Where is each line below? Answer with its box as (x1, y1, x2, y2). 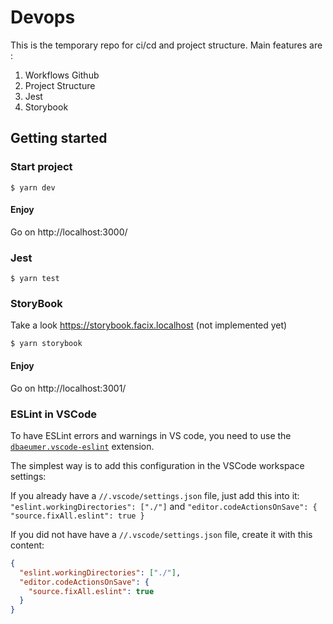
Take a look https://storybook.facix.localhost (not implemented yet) (10, 319, 288, 331)
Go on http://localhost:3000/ (10, 226, 128, 238)
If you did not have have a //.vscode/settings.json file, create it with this (10, 528, 313, 540)
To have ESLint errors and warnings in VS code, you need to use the (10, 429, 292, 441)
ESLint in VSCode (10, 407, 97, 421)
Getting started (10, 130, 108, 147)
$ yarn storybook (10, 339, 83, 349)
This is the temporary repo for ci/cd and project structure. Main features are (10, 39, 323, 51)
